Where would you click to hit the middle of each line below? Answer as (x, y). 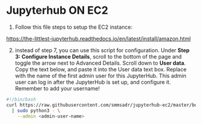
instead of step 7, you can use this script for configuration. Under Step (102, 50)
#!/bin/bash (21, 99)
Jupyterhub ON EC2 (57, 10)
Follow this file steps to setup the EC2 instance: (74, 27)
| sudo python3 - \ (36, 111)
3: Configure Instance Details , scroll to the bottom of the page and (98, 56)
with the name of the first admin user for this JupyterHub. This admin (100, 75)
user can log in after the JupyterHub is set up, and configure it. (93, 82)
